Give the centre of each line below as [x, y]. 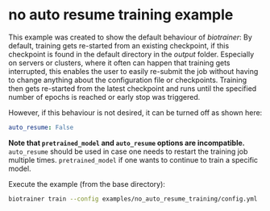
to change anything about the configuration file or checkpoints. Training [128, 80]
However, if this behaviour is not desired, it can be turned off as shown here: [135, 112]
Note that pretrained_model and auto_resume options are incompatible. [127, 143]
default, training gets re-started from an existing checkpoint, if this [119, 45]
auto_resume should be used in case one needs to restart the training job [128, 151]
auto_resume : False [41, 127]
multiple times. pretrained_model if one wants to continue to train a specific [133, 159]
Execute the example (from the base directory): [87, 184]
